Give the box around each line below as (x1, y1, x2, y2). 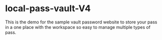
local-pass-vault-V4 (5, 3, 91, 14)
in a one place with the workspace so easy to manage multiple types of (5, 24, 151, 30)
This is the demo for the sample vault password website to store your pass (5, 19, 158, 25)
